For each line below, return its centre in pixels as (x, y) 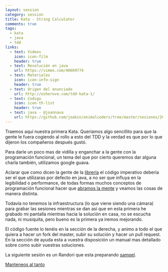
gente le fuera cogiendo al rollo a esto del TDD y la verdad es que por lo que (84, 137)
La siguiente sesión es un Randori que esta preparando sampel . (71, 254)
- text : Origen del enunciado (41, 89)
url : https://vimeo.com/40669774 (49, 71)
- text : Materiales (30, 75)
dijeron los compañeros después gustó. (46, 142)
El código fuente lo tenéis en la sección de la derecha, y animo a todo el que (84, 229)
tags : (11, 29)
